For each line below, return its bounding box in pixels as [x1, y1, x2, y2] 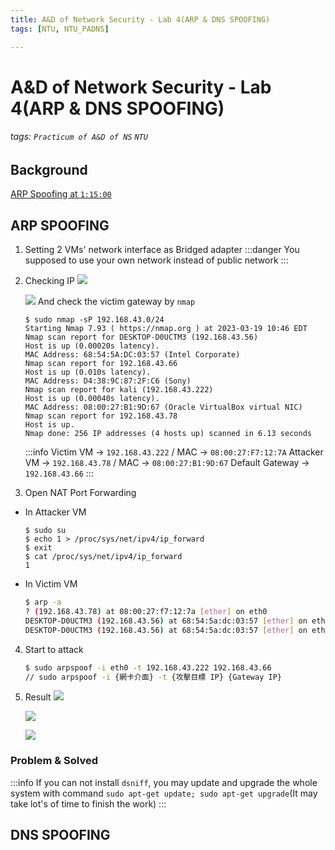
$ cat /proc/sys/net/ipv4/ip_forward [24, 552, 183, 562]
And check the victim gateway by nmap [37, 296, 196, 308]
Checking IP [24, 275, 76, 287]
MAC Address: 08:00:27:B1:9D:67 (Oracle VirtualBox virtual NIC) [24, 402, 303, 413]
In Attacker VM [24, 506, 87, 518]
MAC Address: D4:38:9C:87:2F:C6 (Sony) [24, 376, 192, 386]
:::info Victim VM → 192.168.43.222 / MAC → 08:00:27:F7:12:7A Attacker [24, 446, 324, 458]
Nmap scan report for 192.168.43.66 [24, 359, 178, 369]
